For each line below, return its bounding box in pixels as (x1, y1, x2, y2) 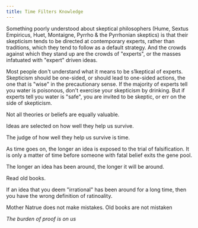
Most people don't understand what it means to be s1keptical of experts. (6, 68, 183, 75)
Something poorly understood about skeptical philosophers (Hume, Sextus (6, 25, 189, 32)
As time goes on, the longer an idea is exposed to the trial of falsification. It (6, 145, 190, 152)
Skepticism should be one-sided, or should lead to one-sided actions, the (6, 74, 186, 81)
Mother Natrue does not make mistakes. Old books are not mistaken (6, 204, 173, 211)
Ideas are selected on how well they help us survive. (6, 122, 135, 129)
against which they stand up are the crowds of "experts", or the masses (6, 50, 181, 57)
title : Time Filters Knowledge (6, 8, 84, 15)
